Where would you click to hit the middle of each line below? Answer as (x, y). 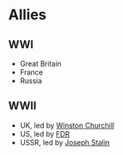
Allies (28, 15)
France (32, 72)
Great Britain (41, 63)
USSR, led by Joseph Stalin (65, 142)
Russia (31, 81)
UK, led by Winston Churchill (67, 125)
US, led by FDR (45, 133)
